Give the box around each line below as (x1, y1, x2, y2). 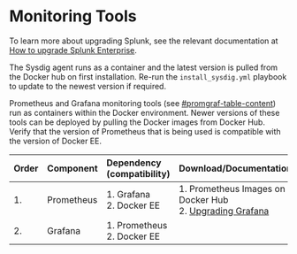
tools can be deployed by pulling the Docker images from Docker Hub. (9, 117, 265, 127)
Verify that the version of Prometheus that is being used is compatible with (9, 126, 281, 136)
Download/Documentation (179, 162, 293, 174)
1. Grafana (106, 188, 151, 200)
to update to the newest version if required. (9, 81, 166, 91)
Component (47, 162, 99, 174)
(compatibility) (106, 167, 171, 180)
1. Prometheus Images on (179, 182, 286, 195)
